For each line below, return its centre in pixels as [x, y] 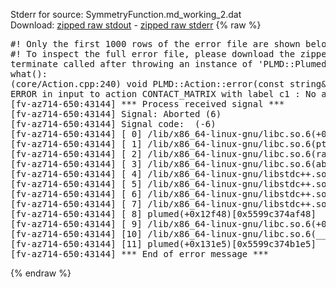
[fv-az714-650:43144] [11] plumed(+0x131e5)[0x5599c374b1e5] [163, 244]
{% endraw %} [41, 273]
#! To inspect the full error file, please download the [153, 54]
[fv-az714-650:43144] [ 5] [76, 184]
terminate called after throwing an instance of [131, 64]
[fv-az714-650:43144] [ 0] [76, 134]
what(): [29, 74]
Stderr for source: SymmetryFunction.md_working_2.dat [126, 14]
